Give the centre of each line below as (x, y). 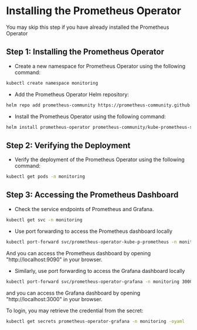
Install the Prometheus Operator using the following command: (90, 116)
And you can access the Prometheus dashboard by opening (79, 253)
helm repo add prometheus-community (51, 105)
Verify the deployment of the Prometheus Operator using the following (99, 159)
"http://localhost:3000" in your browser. (54, 299)
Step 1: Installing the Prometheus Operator (85, 52)
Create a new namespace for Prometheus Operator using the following (100, 66)
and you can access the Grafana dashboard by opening (73, 293)
